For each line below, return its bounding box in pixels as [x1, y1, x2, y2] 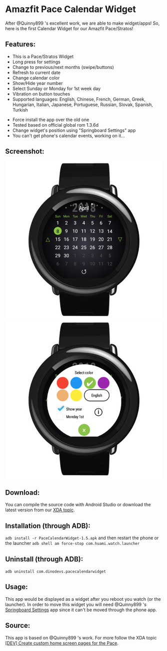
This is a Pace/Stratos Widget [12, 53, 74, 59]
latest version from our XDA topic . [5, 507, 75, 513]
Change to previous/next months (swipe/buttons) [12, 64, 114, 70]
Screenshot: [5, 147, 44, 156]
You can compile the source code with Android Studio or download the [5, 502, 151, 508]
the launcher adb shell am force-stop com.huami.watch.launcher [5, 540, 140, 546]
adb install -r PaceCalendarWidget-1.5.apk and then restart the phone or [5, 535, 159, 541]
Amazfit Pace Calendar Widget [5, 4, 136, 15]
